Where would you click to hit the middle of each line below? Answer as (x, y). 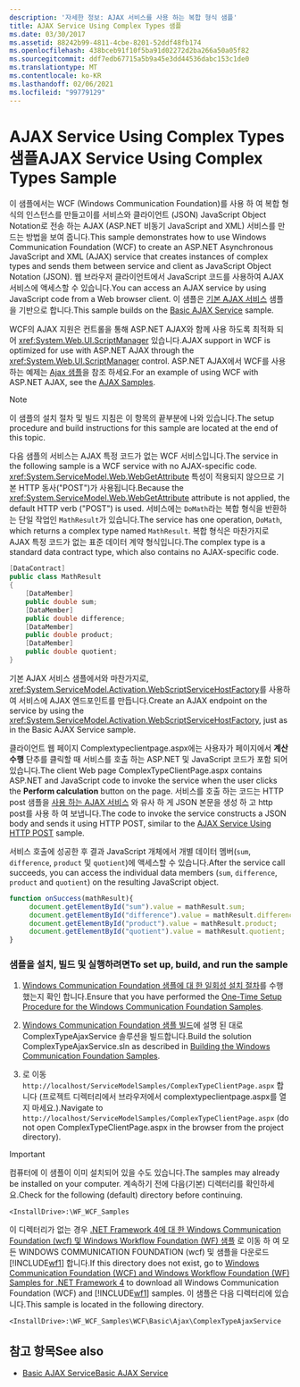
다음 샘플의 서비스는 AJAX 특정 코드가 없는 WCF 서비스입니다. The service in (144, 456)
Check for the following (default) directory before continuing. (131, 1195)
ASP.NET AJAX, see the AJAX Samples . (83, 382)
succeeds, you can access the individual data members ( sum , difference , (144, 872)
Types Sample (63, 177)
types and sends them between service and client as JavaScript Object (141, 266)
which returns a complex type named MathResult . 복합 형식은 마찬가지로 (139, 531)
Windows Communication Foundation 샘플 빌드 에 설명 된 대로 (133, 1025)
